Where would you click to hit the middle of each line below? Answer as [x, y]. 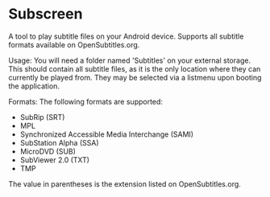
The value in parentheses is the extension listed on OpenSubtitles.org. [125, 184]
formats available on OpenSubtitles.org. [74, 44]
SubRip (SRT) [42, 117]
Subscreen [46, 14]
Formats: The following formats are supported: [86, 101]
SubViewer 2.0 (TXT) [55, 160]
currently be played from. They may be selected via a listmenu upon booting [135, 77]
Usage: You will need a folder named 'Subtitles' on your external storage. [130, 60]
